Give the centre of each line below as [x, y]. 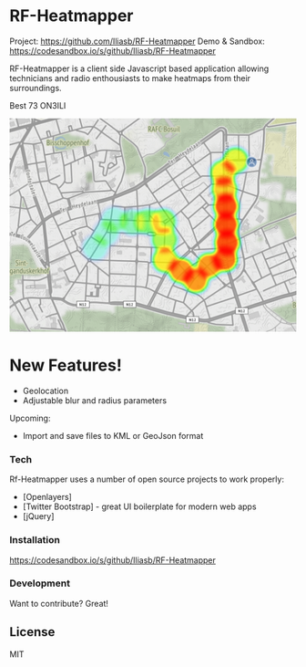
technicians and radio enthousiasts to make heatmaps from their [130, 78]
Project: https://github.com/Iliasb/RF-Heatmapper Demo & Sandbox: [138, 41]
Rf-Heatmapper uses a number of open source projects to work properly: [147, 479]
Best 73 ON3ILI [38, 105]
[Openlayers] [47, 497]
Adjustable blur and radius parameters [94, 400]
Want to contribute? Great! [59, 603]
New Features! [66, 365]
